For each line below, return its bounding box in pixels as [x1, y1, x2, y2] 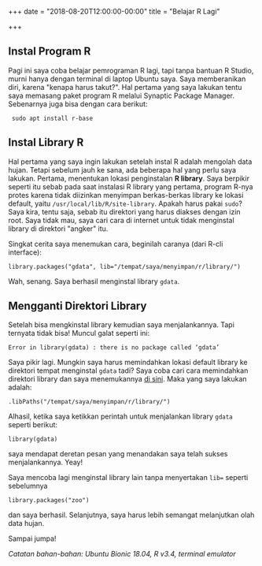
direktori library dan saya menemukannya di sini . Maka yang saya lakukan [8, 374, 247, 384]
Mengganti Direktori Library [8, 300, 147, 313]
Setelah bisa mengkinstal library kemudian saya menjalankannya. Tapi [8, 320, 234, 330]
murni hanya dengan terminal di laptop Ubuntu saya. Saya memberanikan [8, 74, 246, 84]
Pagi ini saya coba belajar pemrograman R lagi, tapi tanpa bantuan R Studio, [8, 65, 254, 75]
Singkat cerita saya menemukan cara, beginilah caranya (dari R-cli [8, 239, 223, 248]
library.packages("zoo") [8, 497, 90, 505]
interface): [8, 248, 42, 257]
